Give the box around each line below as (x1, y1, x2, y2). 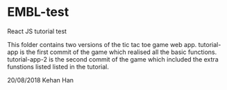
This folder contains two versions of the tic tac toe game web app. (7, 40, 197, 48)
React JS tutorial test (7, 27, 67, 35)
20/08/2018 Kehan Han (7, 75, 74, 84)
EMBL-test (7, 4, 69, 20)
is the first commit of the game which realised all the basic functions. (19, 48, 217, 56)
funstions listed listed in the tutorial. (7, 62, 109, 71)
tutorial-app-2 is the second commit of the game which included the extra (7, 55, 219, 63)
